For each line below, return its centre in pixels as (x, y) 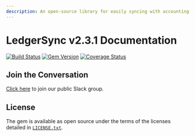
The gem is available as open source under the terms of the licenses (88, 121)
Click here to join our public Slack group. (55, 89)
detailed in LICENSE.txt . (34, 128)
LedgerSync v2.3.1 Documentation (91, 40)
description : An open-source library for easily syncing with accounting (98, 11)
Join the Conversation (47, 74)
